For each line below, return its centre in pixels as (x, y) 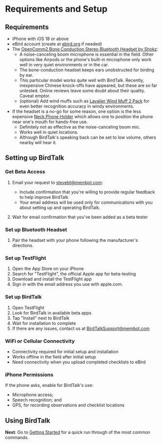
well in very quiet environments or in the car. (64, 65)
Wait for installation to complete (44, 323)
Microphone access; (33, 395)
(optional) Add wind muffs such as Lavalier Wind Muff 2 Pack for (84, 101)
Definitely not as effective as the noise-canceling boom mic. (80, 127)
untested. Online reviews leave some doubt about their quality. (82, 91)
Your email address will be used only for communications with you (86, 202)
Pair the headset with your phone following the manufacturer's (75, 240)
